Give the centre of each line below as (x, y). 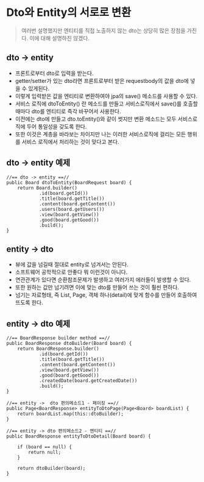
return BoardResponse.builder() (58, 349)
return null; (45, 452)
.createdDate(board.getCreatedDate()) (88, 381)
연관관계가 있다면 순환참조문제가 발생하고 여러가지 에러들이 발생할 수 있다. (103, 280)
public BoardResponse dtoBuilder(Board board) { (69, 344)
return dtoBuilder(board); (51, 469)
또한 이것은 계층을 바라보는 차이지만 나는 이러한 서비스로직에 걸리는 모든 (100, 134)
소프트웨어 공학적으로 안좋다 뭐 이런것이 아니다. (71, 272)
